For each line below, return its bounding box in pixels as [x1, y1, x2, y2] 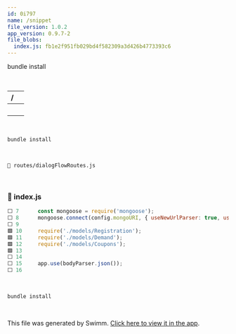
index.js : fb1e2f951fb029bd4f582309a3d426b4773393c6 [13, 43, 171, 50]
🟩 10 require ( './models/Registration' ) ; [7, 227, 142, 234]
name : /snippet [7, 17, 52, 24]
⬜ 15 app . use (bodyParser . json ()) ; [7, 260, 123, 267]
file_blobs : [7, 37, 42, 44]
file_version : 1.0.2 [7, 23, 68, 30]
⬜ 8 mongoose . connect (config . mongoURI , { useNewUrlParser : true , [7, 214, 221, 221]
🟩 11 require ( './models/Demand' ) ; [7, 233, 123, 241]
